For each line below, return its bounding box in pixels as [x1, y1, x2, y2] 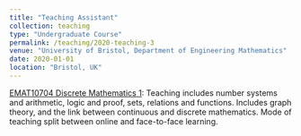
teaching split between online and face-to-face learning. [9, 115, 218, 126]
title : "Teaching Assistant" [9, 13, 119, 22]
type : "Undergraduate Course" [9, 30, 123, 38]
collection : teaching [9, 21, 91, 30]
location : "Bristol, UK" [9, 64, 102, 72]
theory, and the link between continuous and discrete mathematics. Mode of [9, 106, 292, 117]
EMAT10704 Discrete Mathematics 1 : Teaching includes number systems [9, 87, 279, 98]
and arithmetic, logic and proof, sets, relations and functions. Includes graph [9, 97, 292, 107]
